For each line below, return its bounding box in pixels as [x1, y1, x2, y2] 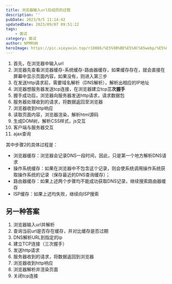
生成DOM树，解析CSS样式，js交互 [13, 118, 86, 124]
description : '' [6, 12, 40, 17]
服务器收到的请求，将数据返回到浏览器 [13, 254, 94, 260]
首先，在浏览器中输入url [13, 60, 64, 67]
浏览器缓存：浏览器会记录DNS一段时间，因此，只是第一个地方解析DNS [13, 152, 162, 159]
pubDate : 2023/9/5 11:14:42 [6, 17, 66, 22]
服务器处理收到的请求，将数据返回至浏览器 [13, 98, 103, 105]
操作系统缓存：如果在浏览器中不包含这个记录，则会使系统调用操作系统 [13, 165, 161, 171]
